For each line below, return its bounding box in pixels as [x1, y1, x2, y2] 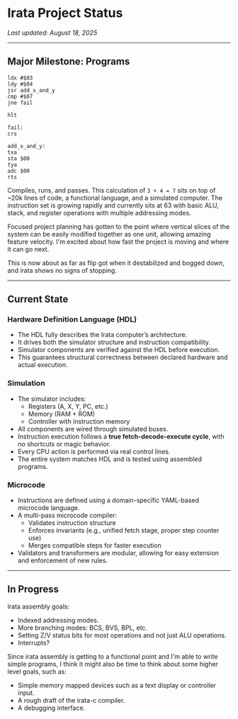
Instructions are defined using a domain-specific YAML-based [17, 496, 200, 504]
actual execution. [17, 361, 68, 369]
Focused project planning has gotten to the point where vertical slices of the [7, 222, 230, 231]
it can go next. [7, 244, 50, 253]
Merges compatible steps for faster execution [28, 541, 161, 550]
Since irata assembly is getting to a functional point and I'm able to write [7, 652, 218, 660]
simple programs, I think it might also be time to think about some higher [7, 659, 218, 668]
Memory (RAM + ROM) [28, 409, 96, 418]
